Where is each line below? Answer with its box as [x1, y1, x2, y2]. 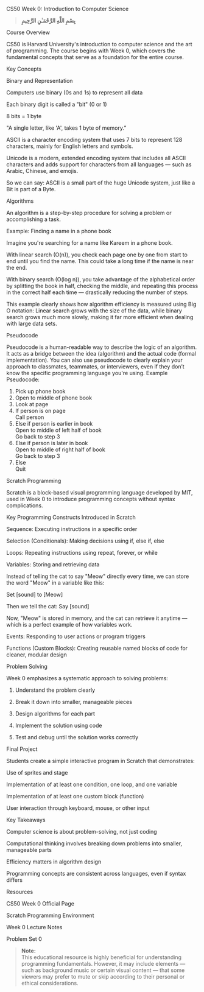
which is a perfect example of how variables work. [6, 621, 133, 628]
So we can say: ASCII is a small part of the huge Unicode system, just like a [6, 179, 195, 186]
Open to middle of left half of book [15, 426, 102, 434]
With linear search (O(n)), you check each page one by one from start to [6, 251, 188, 258]
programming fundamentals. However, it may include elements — [21, 960, 186, 967]
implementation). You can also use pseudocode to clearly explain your [6, 356, 183, 364]
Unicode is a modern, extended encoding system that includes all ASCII [6, 155, 186, 161]
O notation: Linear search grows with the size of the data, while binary [6, 307, 183, 314]
